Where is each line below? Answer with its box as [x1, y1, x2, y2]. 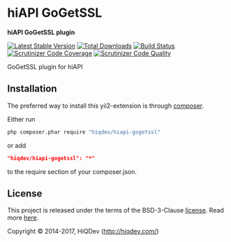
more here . [7, 213, 39, 222]
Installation [7, 83, 57, 95]
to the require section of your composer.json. [7, 167, 137, 176]
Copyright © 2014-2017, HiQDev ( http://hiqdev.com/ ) [7, 227, 159, 236]
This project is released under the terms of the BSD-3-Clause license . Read [7, 206, 225, 215]
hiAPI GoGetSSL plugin [7, 28, 75, 36]
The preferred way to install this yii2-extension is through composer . [7, 101, 204, 110]
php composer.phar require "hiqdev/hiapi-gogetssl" [7, 128, 161, 136]
